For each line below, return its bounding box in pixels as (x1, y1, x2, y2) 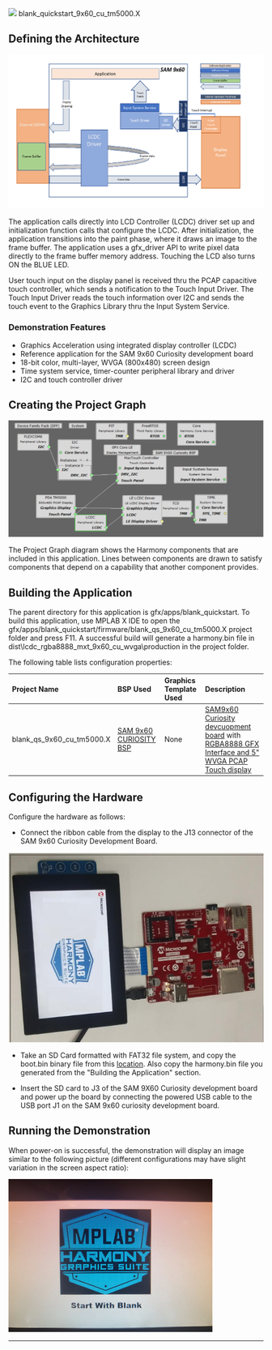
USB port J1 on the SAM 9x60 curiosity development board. (19, 1100, 220, 1110)
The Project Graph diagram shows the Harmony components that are (8, 545, 239, 555)
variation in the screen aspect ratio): (8, 1163, 130, 1173)
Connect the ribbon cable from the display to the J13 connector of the (19, 827, 253, 838)
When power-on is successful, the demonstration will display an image (8, 1145, 244, 1155)
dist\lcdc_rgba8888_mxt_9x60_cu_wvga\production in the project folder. (8, 642, 249, 652)
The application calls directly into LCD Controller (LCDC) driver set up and (8, 217, 255, 227)
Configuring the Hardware (8, 790, 143, 804)
